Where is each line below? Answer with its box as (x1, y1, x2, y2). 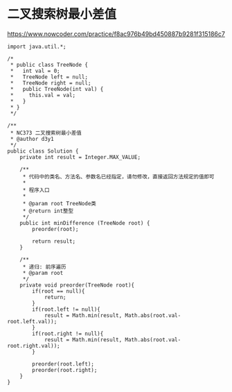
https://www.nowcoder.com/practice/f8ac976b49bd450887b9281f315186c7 (7, 29, 225, 38)
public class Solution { (7, 147, 79, 155)
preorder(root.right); (32, 366, 98, 373)
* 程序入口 (22, 187, 50, 194)
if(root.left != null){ (32, 306, 100, 313)
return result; (32, 237, 76, 245)
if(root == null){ (32, 287, 85, 295)
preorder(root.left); (32, 360, 95, 368)
